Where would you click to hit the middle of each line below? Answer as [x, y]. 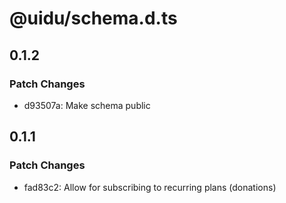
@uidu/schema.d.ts [93, 18]
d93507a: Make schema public [87, 105]
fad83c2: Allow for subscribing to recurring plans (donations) [150, 187]
